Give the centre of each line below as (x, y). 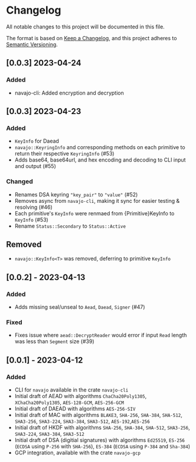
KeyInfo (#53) (31, 219)
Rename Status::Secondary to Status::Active (70, 226)
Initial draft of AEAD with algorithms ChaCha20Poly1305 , (81, 396)
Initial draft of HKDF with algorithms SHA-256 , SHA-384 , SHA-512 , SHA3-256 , (102, 428)
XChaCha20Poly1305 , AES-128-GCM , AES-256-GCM (69, 402)
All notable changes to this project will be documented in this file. (86, 27)
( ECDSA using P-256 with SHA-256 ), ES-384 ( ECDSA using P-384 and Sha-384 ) (102, 447)
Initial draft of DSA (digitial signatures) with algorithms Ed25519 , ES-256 (99, 440)
